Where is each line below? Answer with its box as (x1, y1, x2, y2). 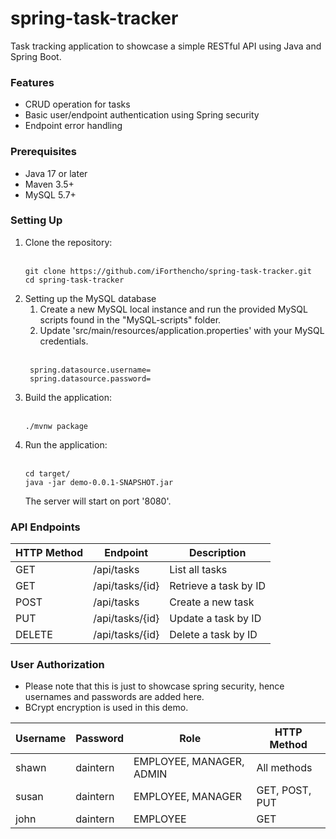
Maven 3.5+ (24, 178, 75, 190)
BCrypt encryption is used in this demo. (24, 702, 189, 714)
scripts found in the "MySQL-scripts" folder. (39, 313, 222, 326)
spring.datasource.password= (29, 373, 152, 384)
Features (10, 75, 55, 89)
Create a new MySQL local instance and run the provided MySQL (39, 303, 308, 315)
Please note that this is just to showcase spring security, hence (24, 680, 285, 692)
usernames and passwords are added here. (24, 691, 205, 703)
